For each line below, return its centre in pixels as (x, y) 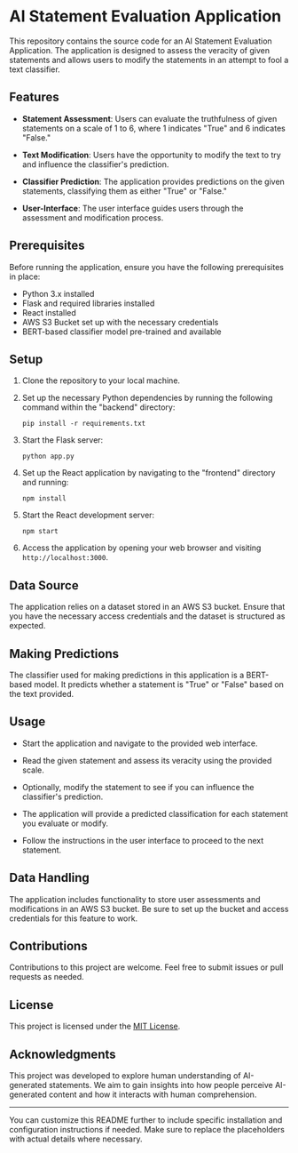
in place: (25, 276)
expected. (27, 626)
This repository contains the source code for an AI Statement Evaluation (141, 41)
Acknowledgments (63, 1054)
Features (34, 97)
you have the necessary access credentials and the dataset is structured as (147, 616)
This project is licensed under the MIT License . (95, 1026)
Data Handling (50, 878)
